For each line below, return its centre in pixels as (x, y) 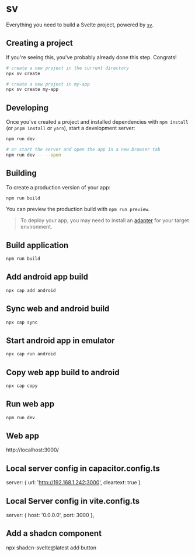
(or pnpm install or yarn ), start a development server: (71, 128)
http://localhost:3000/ (33, 450)
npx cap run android (31, 354)
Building (21, 173)
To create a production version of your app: (58, 187)
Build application (37, 245)
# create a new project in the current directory (68, 68)
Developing (27, 108)
